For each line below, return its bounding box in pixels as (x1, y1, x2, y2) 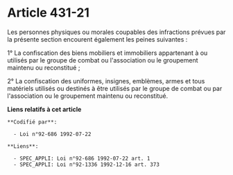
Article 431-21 (7, 5, 90, 21)
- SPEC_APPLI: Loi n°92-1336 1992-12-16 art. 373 (13, 161, 159, 168)
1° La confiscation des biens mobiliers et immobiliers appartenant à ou (7, 49, 208, 57)
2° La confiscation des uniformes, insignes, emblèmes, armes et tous (7, 76, 205, 85)
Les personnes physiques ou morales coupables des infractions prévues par (7, 28, 226, 36)
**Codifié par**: (7, 118, 58, 126)
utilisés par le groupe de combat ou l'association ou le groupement (7, 56, 199, 64)
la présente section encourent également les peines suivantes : (7, 35, 188, 43)
